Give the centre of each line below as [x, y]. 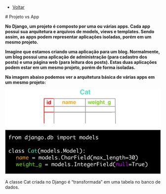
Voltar [18, 7]
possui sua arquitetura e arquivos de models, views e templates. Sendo [80, 31]
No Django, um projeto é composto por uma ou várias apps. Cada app [78, 26]
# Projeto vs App [22, 17]
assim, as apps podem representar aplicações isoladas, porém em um [78, 37]
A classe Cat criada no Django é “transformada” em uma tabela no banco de [83, 182]
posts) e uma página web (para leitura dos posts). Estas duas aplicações [81, 62]
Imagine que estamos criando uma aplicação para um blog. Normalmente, [83, 52]
